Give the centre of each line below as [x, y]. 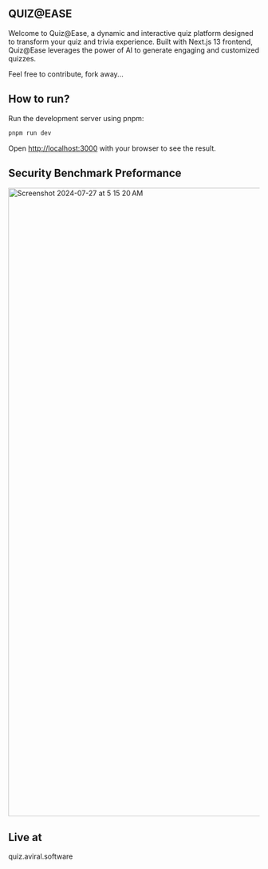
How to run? [39, 99]
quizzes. [22, 58]
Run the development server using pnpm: [76, 118]
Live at [25, 837]
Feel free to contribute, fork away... [66, 74]
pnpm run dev [30, 133]
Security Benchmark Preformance [95, 173]
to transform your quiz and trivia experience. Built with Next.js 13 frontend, [130, 41]
